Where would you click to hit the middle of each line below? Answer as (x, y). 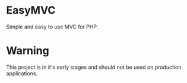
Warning (28, 51)
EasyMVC (31, 10)
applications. (22, 73)
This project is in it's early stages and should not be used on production (94, 67)
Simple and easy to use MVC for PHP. (52, 27)
